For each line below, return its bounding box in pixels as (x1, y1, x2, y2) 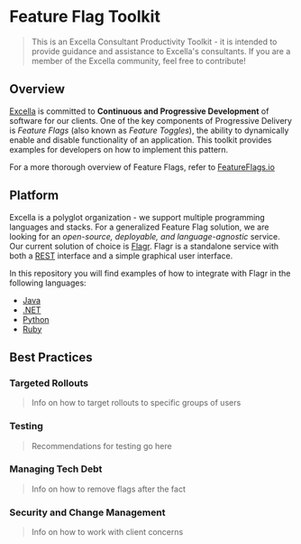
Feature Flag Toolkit (9, 6, 160, 27)
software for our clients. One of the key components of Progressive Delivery (9, 115, 293, 126)
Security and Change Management (9, 506, 166, 519)
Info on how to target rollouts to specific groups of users (31, 398, 242, 408)
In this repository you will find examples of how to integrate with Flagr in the (9, 267, 291, 278)
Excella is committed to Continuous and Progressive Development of (9, 106, 269, 117)
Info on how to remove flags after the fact (31, 483, 187, 494)
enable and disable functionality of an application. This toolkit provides (9, 134, 272, 145)
